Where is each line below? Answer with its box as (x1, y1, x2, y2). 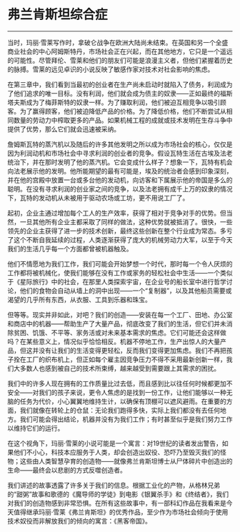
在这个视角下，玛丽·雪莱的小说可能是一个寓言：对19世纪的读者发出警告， (7, 438, 223, 447)
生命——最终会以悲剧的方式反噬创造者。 (7, 466, 126, 474)
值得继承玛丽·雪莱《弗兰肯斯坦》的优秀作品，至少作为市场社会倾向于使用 (13, 508, 229, 516)
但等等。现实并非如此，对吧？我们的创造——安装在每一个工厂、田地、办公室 (7, 310, 233, 318)
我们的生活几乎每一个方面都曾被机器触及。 (7, 244, 133, 253)
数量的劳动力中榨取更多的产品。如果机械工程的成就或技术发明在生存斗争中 (13, 116, 233, 124)
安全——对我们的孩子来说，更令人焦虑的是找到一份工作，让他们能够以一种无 (7, 388, 233, 396)
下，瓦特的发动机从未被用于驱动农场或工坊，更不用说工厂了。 (7, 194, 189, 202)
